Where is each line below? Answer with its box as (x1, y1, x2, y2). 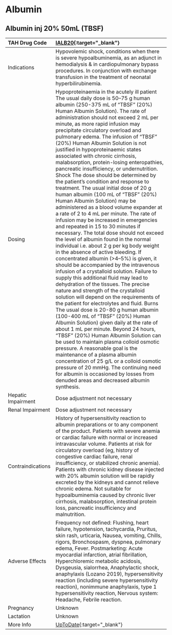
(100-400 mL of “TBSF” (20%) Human (55, 313, 151, 320)
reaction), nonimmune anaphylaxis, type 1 (55, 583, 157, 590)
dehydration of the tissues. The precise (55, 281, 150, 288)
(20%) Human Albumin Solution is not (55, 140, 147, 147)
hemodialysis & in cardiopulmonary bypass (55, 61, 159, 68)
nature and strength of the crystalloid (55, 287, 145, 294)
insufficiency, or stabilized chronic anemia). (55, 460, 160, 466)
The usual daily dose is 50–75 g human (55, 95, 150, 102)
